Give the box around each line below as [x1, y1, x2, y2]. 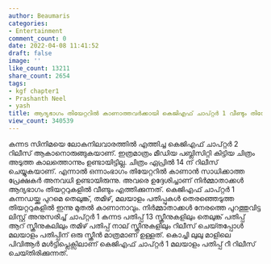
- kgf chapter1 [8, 86, 60, 95]
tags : [8, 79, 27, 87]
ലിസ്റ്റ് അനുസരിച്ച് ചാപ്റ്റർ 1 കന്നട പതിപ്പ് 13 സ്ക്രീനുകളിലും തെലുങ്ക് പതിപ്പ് [8, 212, 246, 221]
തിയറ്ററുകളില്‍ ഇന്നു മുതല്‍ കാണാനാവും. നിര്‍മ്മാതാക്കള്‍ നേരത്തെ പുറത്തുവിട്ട [8, 203, 261, 212]
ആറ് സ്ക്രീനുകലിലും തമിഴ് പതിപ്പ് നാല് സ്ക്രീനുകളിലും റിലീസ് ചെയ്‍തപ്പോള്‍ [8, 220, 244, 230]
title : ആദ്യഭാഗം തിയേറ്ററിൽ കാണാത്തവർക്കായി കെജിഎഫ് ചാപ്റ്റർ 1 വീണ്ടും [8, 110, 248, 118]
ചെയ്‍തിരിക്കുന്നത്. [8, 248, 69, 258]
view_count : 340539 [8, 117, 74, 125]
